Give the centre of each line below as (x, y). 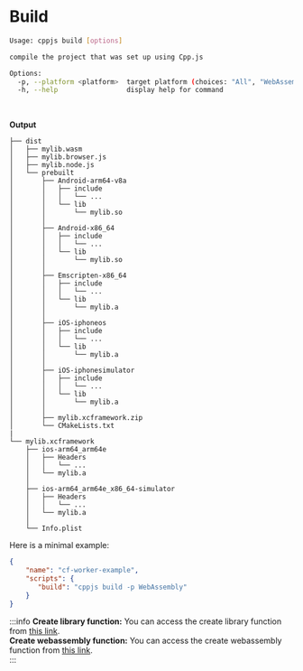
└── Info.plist (54, 529)
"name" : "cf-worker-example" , (83, 571)
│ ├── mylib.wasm (46, 149)
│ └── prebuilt (42, 173)
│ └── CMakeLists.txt (62, 426)
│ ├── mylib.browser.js (58, 157)
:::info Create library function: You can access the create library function (146, 621)
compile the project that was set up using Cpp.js (106, 57)
